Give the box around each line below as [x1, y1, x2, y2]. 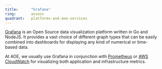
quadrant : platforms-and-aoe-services [5, 16, 88, 21]
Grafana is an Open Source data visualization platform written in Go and [5, 29, 148, 35]
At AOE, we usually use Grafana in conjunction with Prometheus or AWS [5, 54, 148, 59]
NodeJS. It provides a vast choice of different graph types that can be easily [5, 34, 157, 40]
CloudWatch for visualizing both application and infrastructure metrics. [5, 58, 146, 65]
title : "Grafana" [5, 7, 51, 12]
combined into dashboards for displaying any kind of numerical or [5, 39, 136, 45]
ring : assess [5, 11, 44, 16]
